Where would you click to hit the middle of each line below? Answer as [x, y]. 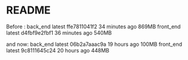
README [28, 10]
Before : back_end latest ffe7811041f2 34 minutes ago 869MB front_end [93, 26]
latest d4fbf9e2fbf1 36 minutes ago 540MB [59, 32]
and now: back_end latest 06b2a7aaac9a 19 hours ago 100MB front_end [94, 44]
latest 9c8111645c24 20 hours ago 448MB [58, 50]
